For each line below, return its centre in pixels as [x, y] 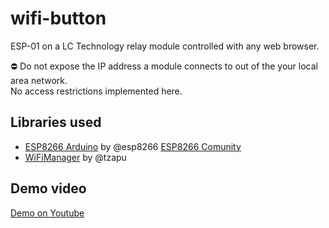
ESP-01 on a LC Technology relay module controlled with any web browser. [165, 46]
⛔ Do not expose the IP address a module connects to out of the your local [164, 66]
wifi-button [58, 18]
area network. [39, 80]
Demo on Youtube [47, 213]
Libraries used [56, 122]
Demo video [48, 188]
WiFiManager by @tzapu [75, 157]
